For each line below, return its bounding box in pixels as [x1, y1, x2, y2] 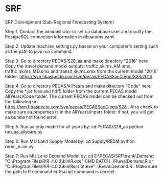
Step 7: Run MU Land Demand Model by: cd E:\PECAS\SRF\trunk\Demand [5, 153, 154, 159]
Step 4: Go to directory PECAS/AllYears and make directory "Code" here [5, 83, 151, 89]
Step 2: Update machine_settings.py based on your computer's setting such [5, 43, 159, 49]
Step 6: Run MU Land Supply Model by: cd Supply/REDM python [5, 138, 135, 144]
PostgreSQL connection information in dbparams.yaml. [5, 34, 116, 40]
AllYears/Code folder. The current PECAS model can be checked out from [5, 93, 154, 99]
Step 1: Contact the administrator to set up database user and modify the [5, 28, 152, 34]
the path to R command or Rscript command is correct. [5, 168, 116, 174]
